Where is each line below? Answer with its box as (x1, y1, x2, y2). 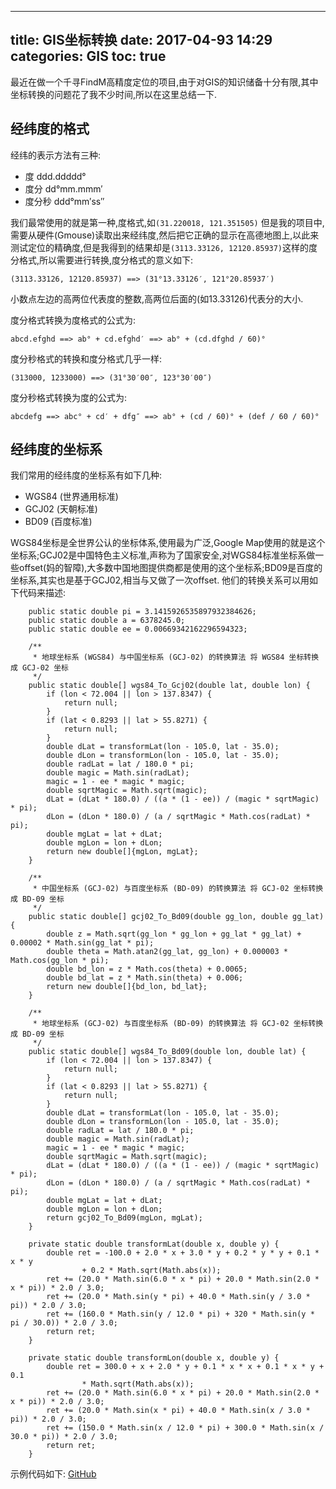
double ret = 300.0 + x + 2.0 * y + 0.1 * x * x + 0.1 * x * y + (46, 1362, 325, 1372)
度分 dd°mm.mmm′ (24, 182, 103, 195)
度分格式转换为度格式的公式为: (10, 314, 137, 326)
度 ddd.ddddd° (24, 170, 87, 182)
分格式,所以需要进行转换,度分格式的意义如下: (10, 254, 194, 266)
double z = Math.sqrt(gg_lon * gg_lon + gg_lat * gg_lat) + (46, 929, 302, 940)
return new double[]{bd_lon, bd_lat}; (46, 982, 208, 992)
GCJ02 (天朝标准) (24, 503, 98, 515)
